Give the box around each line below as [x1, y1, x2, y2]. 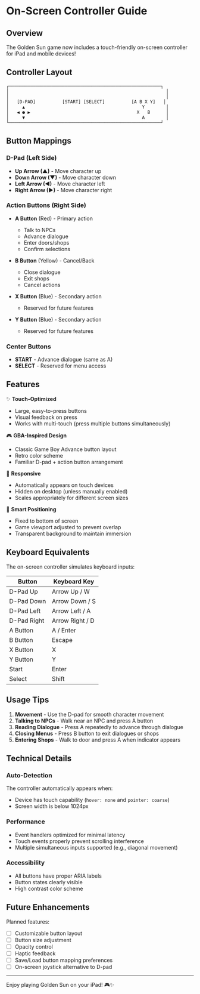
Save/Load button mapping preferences [14, 956, 113, 964]
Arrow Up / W [51, 587, 90, 595]
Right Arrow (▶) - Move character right [14, 186, 112, 193]
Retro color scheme [14, 452, 64, 459]
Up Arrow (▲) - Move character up [14, 167, 102, 174]
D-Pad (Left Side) [6, 154, 57, 162]
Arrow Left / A [51, 607, 91, 615]
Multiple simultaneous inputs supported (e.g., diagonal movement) [14, 844, 178, 851]
